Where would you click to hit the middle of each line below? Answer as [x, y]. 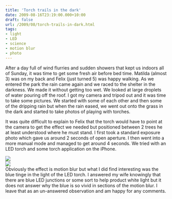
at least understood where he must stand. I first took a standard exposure [83, 132]
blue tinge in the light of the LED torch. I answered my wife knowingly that [83, 174]
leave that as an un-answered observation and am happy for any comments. [86, 191]
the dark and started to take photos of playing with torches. [68, 112]
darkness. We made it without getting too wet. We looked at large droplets [83, 89]
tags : [11, 29]
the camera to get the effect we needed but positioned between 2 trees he [84, 127]
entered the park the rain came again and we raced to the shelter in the [80, 84]
